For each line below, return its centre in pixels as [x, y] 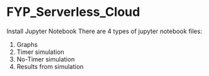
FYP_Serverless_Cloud [73, 12]
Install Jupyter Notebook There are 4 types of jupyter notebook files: [104, 31]
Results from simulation [50, 66]
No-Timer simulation [46, 59]
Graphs [27, 44]
